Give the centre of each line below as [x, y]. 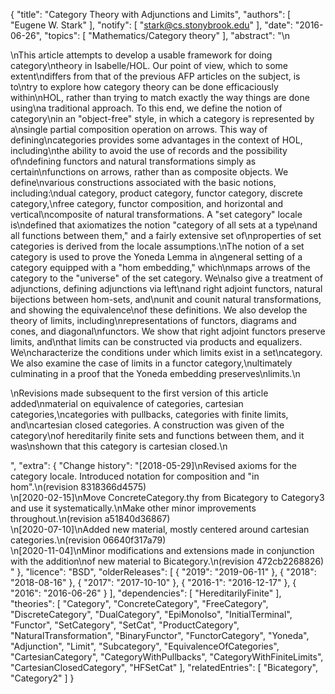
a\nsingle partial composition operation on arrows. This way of [139, 129]
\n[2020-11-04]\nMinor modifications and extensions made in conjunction [162, 550]
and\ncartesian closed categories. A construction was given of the [147, 425]
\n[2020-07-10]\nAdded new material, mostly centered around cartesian [160, 529]
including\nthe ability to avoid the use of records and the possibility [149, 150]
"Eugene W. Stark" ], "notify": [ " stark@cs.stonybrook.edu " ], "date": [151, 25]
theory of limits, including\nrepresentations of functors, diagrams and [153, 320]
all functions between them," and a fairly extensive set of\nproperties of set [166, 235]
